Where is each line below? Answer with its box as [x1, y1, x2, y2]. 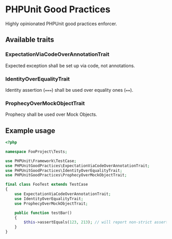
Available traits [5, 35, 54, 44]
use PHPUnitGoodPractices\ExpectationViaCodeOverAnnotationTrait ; [5, 163, 150, 168]
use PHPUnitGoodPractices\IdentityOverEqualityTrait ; [5, 168, 123, 173]
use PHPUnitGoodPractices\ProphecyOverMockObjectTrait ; [5, 173, 127, 178]
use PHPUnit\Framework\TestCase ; [5, 158, 77, 164]
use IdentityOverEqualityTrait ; [14, 196, 83, 201]
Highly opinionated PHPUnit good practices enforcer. [5, 21, 117, 27]
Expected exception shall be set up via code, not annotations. [5, 63, 135, 69]
